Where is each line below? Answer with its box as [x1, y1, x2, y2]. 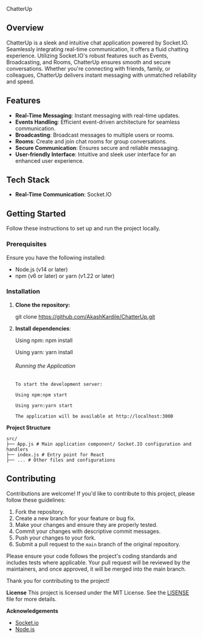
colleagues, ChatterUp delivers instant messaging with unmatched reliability [6, 71, 197, 79]
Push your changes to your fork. [15, 534, 96, 541]
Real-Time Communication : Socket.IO [15, 191, 112, 198]
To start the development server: [15, 381, 103, 388]
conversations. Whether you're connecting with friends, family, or [6, 65, 171, 72]
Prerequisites [6, 240, 47, 249]
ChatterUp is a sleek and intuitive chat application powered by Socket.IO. [6, 39, 189, 46]
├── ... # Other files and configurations [6, 457, 115, 463]
